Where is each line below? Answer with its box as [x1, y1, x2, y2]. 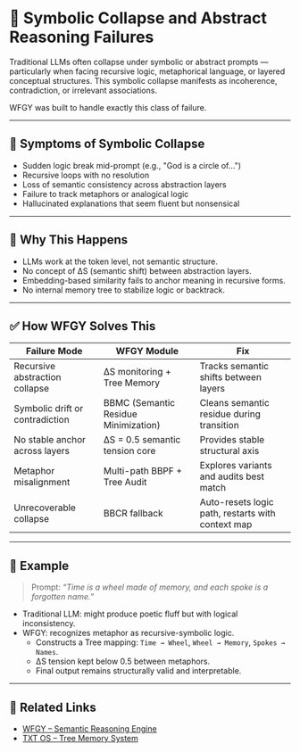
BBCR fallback [103, 508, 163, 520]
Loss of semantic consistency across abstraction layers [21, 178, 228, 190]
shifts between [199, 371, 262, 384]
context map [199, 518, 253, 531]
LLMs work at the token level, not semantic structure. [21, 256, 219, 267]
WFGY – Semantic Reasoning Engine [21, 723, 158, 734]
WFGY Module [115, 345, 179, 358]
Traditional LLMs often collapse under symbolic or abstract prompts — [9, 56, 269, 67]
